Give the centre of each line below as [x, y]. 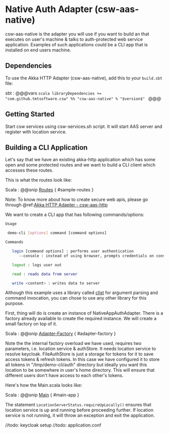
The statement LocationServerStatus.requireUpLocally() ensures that [78, 405]
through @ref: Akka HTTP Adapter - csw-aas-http [57, 205]
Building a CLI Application [47, 147]
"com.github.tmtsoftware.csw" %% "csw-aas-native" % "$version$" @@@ [83, 98]
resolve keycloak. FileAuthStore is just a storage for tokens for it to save [79, 354]
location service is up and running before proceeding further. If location [79, 410]
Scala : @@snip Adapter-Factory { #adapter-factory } [61, 334]
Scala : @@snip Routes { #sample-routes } [50, 190]
